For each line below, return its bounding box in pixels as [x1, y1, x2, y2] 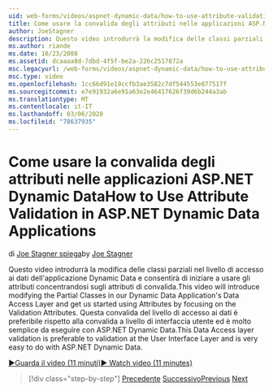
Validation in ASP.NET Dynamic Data [8, 205, 260, 224]
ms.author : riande [8, 42, 71, 50]
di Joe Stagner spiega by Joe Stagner [8, 249, 133, 258]
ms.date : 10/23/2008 [8, 50, 79, 58]
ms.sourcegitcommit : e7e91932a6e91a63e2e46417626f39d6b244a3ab [8, 87, 227, 96]
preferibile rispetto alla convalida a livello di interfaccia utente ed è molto [8, 316, 252, 326]
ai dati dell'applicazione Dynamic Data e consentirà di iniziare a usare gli [8, 273, 250, 283]
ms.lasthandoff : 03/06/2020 [8, 111, 104, 119]
